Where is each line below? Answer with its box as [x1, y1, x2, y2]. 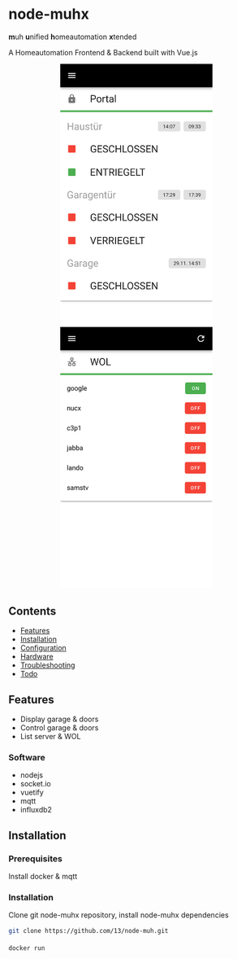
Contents [8, 604, 57, 618]
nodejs [19, 770, 43, 780]
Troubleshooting [19, 660, 75, 670]
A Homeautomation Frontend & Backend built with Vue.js [8, 47, 198, 57]
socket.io [19, 779, 51, 789]
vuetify [19, 787, 45, 798]
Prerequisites [8, 852, 62, 864]
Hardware [19, 652, 54, 662]
